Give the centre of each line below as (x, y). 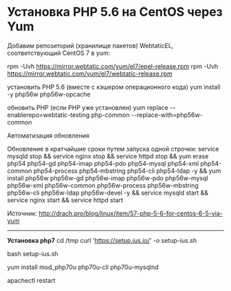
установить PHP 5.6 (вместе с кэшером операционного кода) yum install (114, 87)
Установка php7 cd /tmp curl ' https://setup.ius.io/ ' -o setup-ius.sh (102, 240)
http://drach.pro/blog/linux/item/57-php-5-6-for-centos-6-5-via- (131, 213)
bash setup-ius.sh (33, 254)
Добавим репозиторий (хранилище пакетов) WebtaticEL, (90, 45)
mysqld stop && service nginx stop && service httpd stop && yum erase (108, 156)
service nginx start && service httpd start (65, 200)
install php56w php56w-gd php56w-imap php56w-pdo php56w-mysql (108, 178)
